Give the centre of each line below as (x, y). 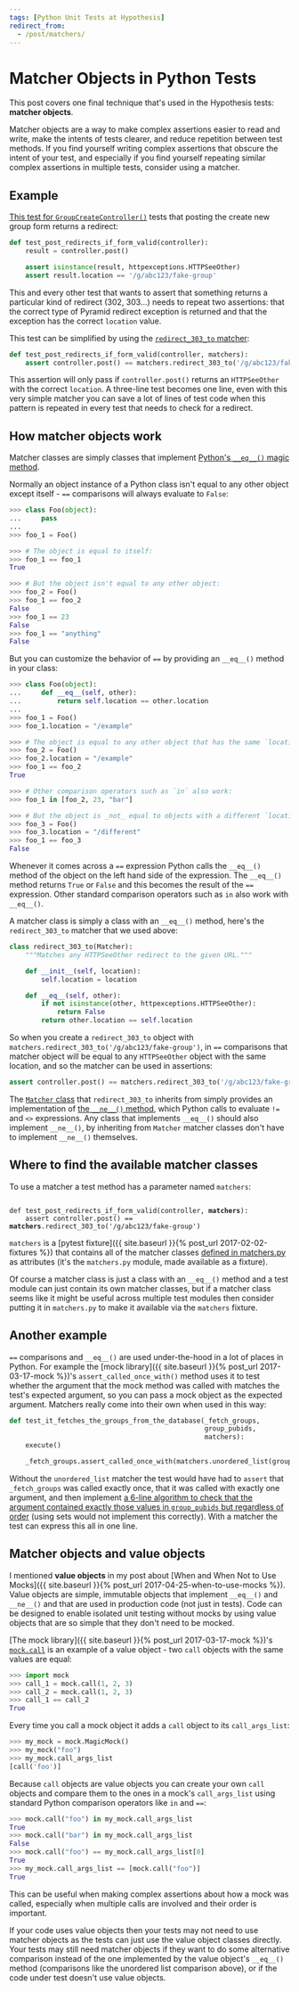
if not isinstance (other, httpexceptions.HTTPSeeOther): (149, 1004)
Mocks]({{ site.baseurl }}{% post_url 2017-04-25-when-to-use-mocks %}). (148, 1585)
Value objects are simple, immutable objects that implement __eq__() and (144, 1594)
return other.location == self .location (117, 1021)
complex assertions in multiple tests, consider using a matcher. (125, 168)
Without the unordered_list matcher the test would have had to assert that (147, 1478)
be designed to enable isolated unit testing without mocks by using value (143, 1613)
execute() (44, 1446)
